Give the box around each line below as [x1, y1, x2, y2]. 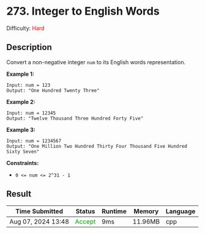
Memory [133, 207, 159, 215]
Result [6, 189, 32, 199]
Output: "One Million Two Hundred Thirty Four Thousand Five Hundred [6, 143, 188, 149]
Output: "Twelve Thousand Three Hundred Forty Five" [6, 115, 144, 122]
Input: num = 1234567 [6, 137, 62, 144]
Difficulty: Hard [6, 24, 45, 32]
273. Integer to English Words [6, 4, 160, 18]
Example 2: [6, 98, 35, 105]
